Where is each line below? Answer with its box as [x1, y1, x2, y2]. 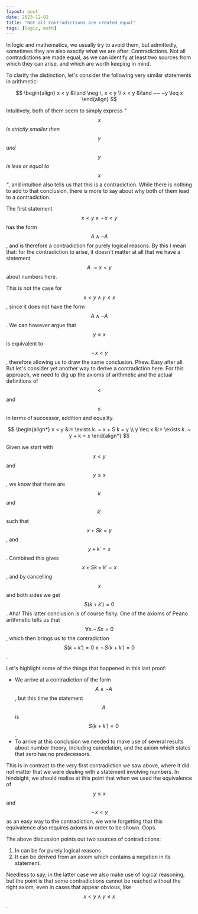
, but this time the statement [14, 695, 83, 702]
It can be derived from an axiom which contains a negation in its [14, 853, 171, 861]
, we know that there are [6, 480, 66, 488]
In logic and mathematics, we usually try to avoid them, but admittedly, [6, 41, 178, 49]
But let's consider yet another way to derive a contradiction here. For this [6, 365, 184, 372]
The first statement [6, 205, 53, 212]
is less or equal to [6, 163, 50, 170]
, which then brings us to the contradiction [6, 635, 109, 642]
